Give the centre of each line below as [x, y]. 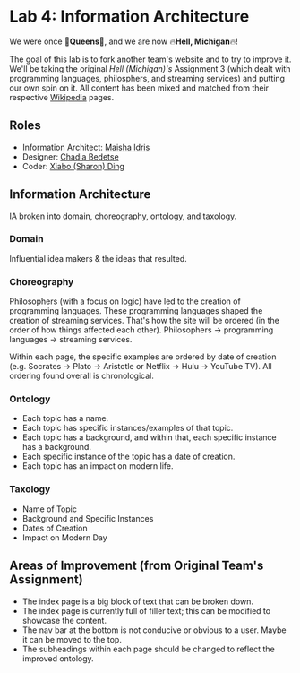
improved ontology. [58, 658]
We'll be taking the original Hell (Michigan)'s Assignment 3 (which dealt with [150, 68]
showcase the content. [64, 620]
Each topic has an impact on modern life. [98, 466]
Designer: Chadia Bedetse [70, 156]
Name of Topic [50, 509]
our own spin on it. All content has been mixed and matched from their [139, 88]
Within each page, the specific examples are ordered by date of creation [143, 357]
